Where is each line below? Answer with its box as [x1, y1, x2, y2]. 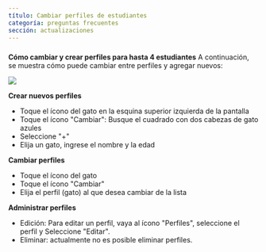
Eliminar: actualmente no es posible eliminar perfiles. [19, 235, 193, 245]
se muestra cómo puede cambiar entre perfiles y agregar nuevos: [8, 61, 223, 71]
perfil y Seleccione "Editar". [19, 227, 110, 236]
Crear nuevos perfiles [8, 91, 82, 101]
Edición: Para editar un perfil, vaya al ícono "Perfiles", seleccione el [19, 219, 240, 228]
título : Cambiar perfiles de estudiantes [8, 11, 148, 20]
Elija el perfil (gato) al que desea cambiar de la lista [19, 188, 187, 197]
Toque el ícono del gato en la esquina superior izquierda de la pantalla [19, 106, 250, 116]
